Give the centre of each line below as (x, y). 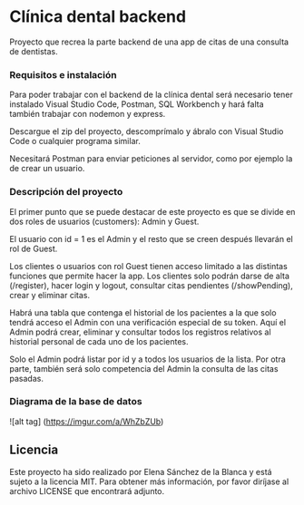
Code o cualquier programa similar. (75, 141)
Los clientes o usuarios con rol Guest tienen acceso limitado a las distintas (148, 266)
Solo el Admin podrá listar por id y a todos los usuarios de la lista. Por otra (147, 359)
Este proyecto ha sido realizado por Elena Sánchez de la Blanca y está (141, 471)
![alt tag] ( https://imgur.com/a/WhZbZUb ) (87, 421)
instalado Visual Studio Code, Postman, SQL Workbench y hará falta (137, 104)
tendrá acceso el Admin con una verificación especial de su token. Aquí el (148, 322)
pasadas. (26, 378)
